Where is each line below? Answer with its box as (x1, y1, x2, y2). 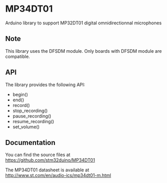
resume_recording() (12, 118, 54, 124)
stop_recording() (12, 107, 48, 114)
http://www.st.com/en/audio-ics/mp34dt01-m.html (5, 172, 112, 178)
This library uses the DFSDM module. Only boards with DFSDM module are (5, 48, 162, 54)
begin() (12, 91, 28, 97)
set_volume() (12, 124, 40, 130)
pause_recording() (12, 113, 52, 119)
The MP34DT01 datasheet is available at (5, 167, 90, 173)
